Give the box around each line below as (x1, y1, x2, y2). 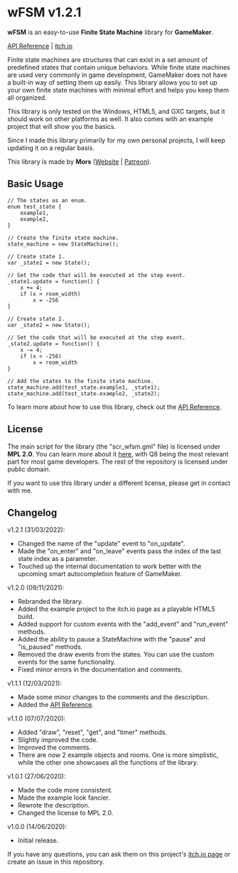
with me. (7, 486, 33, 495)
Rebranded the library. (17, 597, 84, 606)
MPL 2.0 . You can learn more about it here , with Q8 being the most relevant (7, 449, 229, 458)
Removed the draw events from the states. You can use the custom (17, 650, 215, 659)
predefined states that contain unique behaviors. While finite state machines (7, 63, 231, 71)
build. (17, 612, 35, 621)
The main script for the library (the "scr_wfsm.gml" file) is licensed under (7, 442, 221, 451)
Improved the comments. (17, 743, 91, 752)
